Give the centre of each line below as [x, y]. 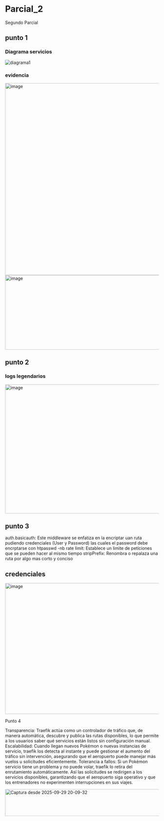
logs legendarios [25, 376]
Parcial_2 [24, 9]
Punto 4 [13, 721]
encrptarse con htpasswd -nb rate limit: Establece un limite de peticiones [79, 548]
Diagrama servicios [29, 52]
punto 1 [16, 38]
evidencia [17, 75]
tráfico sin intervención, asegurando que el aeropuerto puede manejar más [81, 757]
